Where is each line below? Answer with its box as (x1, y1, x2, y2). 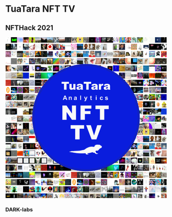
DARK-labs (5, 206, 33, 213)
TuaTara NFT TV (5, 3, 75, 15)
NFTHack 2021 (5, 23, 54, 32)
